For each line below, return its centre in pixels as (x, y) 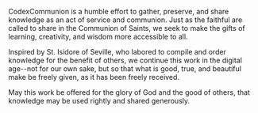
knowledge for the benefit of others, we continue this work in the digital (125, 60)
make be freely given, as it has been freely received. (94, 77)
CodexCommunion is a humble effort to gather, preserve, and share (119, 11)
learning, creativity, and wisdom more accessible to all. (98, 36)
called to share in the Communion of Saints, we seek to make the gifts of (127, 28)
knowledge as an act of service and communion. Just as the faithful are (125, 20)
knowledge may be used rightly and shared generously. (99, 101)
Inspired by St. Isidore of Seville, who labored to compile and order (117, 52)
